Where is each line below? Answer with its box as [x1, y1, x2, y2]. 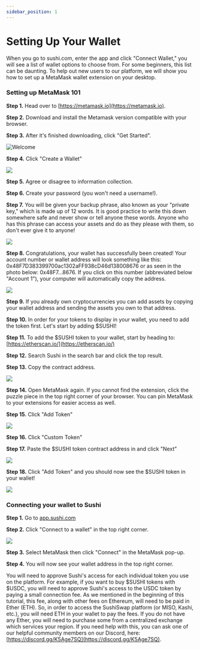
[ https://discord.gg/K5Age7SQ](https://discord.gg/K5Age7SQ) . [6, 636, 162, 643]
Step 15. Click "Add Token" [6, 410, 73, 417]
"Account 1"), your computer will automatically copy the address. [6, 275, 166, 282]
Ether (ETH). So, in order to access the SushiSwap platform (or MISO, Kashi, [6, 604, 193, 611]
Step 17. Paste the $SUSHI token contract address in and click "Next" [6, 445, 177, 452]
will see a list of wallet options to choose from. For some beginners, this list [6, 61, 192, 68]
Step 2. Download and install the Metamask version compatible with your [6, 113, 187, 121]
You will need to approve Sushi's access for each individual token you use [6, 572, 189, 579]
